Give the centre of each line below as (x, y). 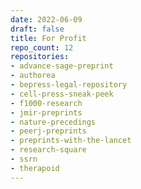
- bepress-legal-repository (69, 85)
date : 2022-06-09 (46, 19)
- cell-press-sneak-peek (62, 94)
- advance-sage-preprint (62, 66)
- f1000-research (46, 103)
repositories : (40, 57)
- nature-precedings (53, 122)
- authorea (33, 76)
